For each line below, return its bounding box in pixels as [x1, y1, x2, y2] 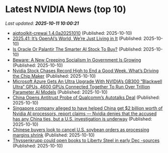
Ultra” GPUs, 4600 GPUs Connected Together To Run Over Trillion [12, 83, 150, 89]
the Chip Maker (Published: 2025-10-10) [12, 73, 96, 79]
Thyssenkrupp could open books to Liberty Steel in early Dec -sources [12, 137, 160, 143]
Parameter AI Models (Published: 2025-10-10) [12, 89, 108, 95]
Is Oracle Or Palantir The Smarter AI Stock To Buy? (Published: [12, 46, 142, 52]
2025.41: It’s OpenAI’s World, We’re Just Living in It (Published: [12, 35, 142, 41]
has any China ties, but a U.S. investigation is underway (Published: [12, 116, 152, 122]
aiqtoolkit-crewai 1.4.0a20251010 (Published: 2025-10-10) [12, 30, 132, 36]
